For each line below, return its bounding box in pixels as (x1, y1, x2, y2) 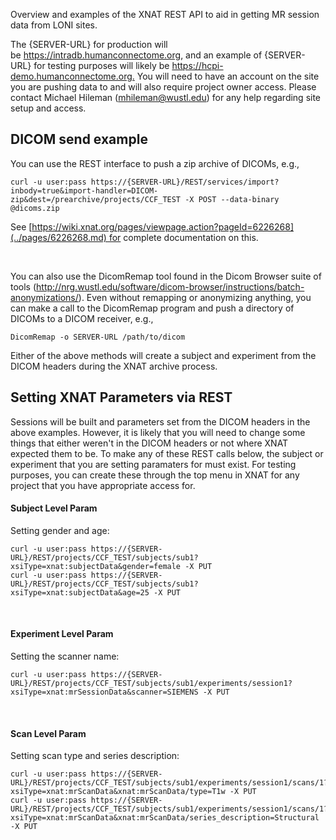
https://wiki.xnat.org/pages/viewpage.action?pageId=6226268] (31, 220, 295, 233)
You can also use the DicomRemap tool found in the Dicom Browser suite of (10, 270, 322, 282)
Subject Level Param (10, 502, 98, 514)
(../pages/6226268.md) (10, 231, 107, 243)
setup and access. (10, 102, 87, 114)
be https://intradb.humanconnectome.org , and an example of (10, 49, 263, 61)
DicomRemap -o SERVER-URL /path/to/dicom (10, 332, 186, 342)
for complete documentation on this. (108, 231, 259, 243)
